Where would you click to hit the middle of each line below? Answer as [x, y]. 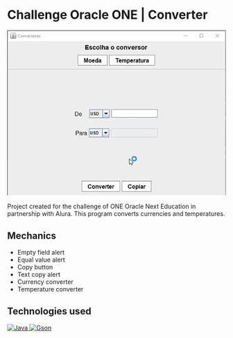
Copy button [35, 267]
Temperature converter [50, 289]
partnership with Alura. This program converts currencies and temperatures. [116, 214]
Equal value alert [41, 260]
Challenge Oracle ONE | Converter [107, 15]
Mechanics [32, 236]
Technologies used [49, 311]
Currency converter [45, 282]
